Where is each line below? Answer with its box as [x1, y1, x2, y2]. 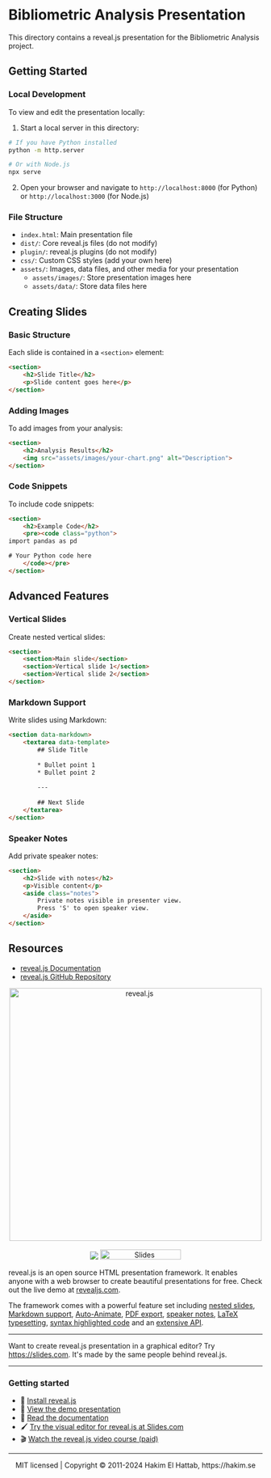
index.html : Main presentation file [19, 230, 133, 239]
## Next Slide [37, 798, 85, 807]
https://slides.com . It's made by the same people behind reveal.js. [8, 1349, 227, 1359]
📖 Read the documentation [19, 1413, 109, 1423]
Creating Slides [8, 305, 87, 319]
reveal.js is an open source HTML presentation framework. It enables [8, 1268, 238, 1277]
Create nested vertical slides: [8, 632, 106, 642]
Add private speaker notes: [8, 851, 98, 861]
